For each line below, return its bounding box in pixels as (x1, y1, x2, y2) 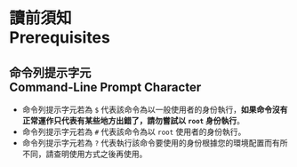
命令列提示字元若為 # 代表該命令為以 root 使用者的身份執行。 (21, 126, 246, 137)
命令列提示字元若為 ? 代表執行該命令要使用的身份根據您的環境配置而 (21, 138, 273, 147)
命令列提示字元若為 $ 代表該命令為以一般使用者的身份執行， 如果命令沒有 (21, 104, 288, 115)
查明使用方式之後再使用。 (52, 148, 148, 159)
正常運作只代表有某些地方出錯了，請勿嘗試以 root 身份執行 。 (21, 115, 245, 125)
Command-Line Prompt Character (9, 79, 202, 94)
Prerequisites (9, 28, 111, 48)
